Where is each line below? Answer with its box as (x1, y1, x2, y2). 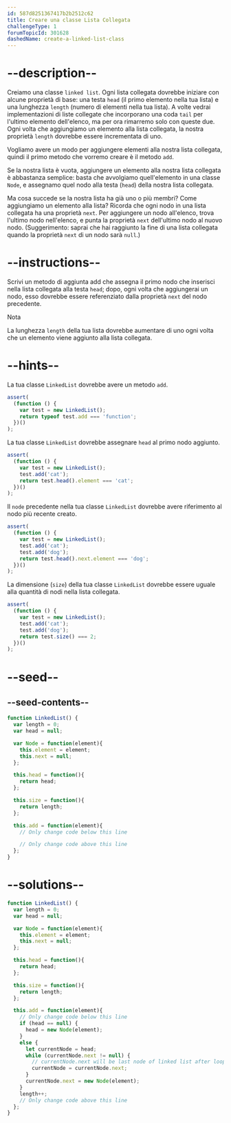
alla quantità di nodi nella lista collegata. (7, 588, 120, 596)
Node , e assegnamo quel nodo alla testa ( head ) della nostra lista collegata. (7, 181, 214, 189)
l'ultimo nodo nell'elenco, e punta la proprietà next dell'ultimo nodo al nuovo (7, 216, 223, 225)
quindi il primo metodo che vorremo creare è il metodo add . (7, 153, 174, 161)
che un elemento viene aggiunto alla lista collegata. (7, 333, 153, 342)
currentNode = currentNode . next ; (32, 1065, 128, 1072)
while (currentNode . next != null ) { (25, 1052, 131, 1059)
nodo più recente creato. (7, 510, 77, 518)
